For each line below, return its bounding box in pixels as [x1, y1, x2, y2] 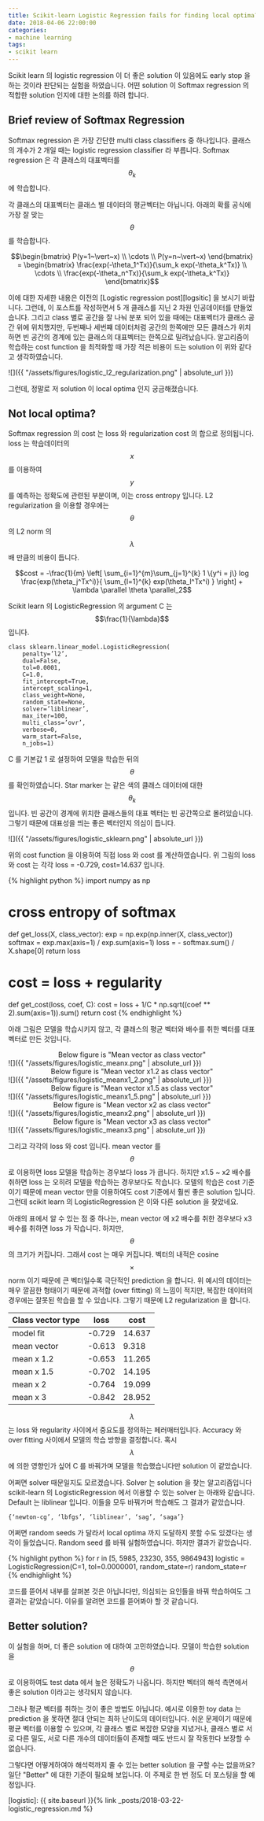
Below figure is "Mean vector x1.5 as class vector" [50, 1084, 214, 1093]
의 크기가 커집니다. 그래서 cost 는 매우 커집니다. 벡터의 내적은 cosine [8, 1250, 219, 1259]
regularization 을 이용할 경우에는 [8, 500, 110, 510]
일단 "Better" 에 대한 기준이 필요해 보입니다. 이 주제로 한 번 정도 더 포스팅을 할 [8, 1770, 247, 1779]
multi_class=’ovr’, [22, 719, 86, 727]
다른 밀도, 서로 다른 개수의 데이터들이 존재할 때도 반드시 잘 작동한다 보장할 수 [16, 1733, 251, 1743]
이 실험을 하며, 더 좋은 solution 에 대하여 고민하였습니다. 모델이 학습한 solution [8, 1642, 250, 1651]
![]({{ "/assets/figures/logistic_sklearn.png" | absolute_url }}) [8, 834, 203, 844]
